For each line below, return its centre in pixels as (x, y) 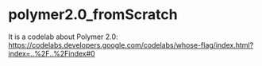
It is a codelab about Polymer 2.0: (63, 37)
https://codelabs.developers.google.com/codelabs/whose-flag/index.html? (131, 45)
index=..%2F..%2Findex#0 (52, 53)
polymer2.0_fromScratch (93, 15)
